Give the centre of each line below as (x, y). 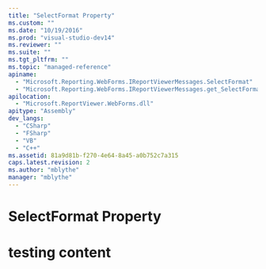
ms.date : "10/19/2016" (46, 30)
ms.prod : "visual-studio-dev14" (61, 38)
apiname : (23, 74)
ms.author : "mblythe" (44, 170)
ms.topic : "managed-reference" (60, 67)
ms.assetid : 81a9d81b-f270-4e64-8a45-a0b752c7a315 (93, 155)
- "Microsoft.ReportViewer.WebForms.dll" (85, 104)
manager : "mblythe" (40, 178)
